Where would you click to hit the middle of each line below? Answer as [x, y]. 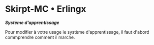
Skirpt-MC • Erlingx [46, 9]
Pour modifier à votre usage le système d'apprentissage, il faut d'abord [77, 32]
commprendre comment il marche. [40, 37]
